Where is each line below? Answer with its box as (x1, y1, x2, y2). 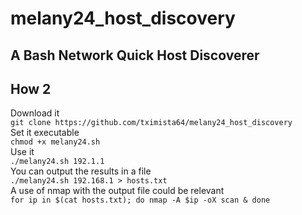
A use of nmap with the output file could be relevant (10, 185, 225, 197)
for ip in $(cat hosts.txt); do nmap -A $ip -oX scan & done (10, 195, 271, 206)
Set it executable (10, 127, 80, 139)
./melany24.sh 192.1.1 (10, 157, 105, 167)
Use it (10, 146, 35, 158)
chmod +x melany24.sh (10, 137, 101, 147)
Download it (10, 107, 60, 119)
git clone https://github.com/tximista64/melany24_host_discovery (10, 118, 293, 128)
